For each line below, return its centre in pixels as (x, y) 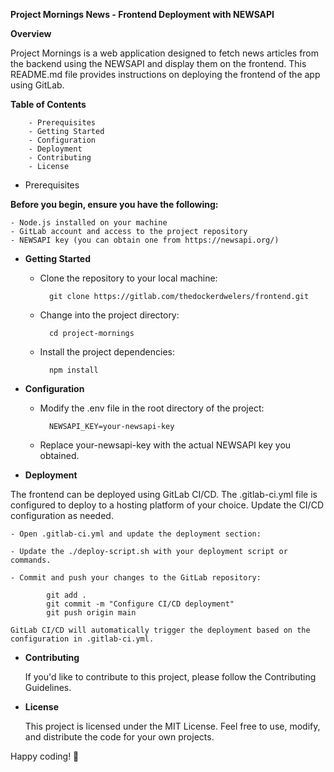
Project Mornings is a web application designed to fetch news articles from (165, 53)
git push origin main (91, 613)
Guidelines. (48, 687)
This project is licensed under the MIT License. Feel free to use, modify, (172, 726)
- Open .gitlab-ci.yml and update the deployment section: (136, 534)
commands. (31, 560)
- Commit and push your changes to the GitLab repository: (136, 578)
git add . (66, 595)
